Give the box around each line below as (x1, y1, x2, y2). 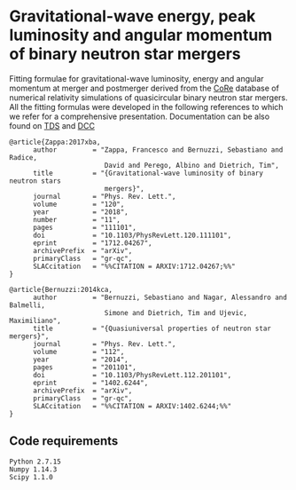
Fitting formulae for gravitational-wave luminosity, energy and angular (9, 73, 264, 83)
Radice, (9, 153, 38, 162)
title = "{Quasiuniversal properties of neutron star (32, 324, 272, 333)
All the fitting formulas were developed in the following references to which (9, 101, 284, 112)
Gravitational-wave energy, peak (9, 6, 256, 27)
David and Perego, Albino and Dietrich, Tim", (104, 161, 279, 170)
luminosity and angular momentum (9, 25, 273, 45)
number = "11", (32, 215, 121, 224)
